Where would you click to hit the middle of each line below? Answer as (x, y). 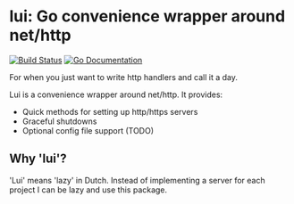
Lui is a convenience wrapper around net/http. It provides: (116, 94)
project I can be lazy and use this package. (88, 190)
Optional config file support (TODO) (88, 130)
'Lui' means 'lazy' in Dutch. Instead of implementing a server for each (137, 180)
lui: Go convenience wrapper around (147, 16)
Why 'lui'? (38, 159)
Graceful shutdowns (59, 121)
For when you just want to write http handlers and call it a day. (124, 77)
